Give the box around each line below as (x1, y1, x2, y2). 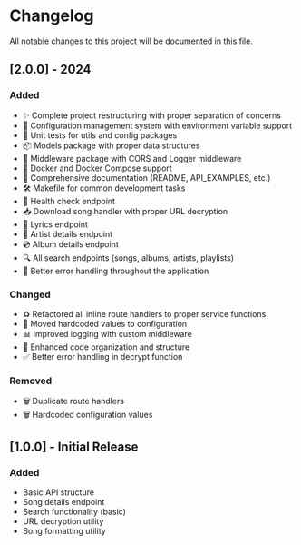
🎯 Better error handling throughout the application (22, 265, 209, 276)
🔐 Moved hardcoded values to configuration (22, 318, 188, 329)
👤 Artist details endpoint (22, 228, 113, 239)
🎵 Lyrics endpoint (22, 219, 89, 230)
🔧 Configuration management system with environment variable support (22, 120, 293, 131)
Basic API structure (22, 487, 95, 498)
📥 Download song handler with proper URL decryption (22, 205, 228, 216)
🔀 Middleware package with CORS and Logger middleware (22, 153, 242, 163)
